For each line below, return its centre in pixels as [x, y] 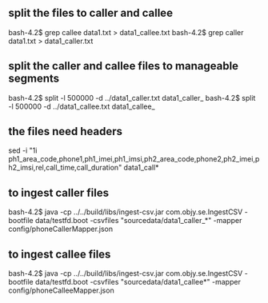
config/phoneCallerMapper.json [61, 229]
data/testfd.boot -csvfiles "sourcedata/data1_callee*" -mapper [138, 282]
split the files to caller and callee [91, 13]
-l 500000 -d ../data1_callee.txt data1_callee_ [82, 106]
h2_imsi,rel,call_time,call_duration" [65, 168]
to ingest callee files [60, 254]
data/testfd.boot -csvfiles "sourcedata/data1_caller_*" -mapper [138, 221]
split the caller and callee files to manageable [123, 66]
